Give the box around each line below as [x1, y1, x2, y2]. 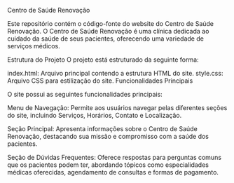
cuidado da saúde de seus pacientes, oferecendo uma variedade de [7, 34, 205, 43]
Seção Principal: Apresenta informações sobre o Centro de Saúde [7, 125, 198, 133]
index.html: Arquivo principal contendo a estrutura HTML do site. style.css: [7, 69, 223, 77]
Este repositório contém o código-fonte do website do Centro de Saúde [7, 20, 214, 27]
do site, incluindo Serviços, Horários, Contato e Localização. [7, 111, 182, 119]
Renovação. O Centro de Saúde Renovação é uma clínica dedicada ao [7, 27, 209, 35]
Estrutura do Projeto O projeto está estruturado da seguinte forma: [7, 55, 199, 64]
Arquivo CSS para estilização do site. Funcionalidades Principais [7, 76, 193, 85]
